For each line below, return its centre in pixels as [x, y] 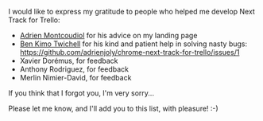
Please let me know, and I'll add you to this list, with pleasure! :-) [113, 108]
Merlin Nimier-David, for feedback [75, 78]
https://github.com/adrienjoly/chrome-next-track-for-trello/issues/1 [130, 52]
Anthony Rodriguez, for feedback [74, 69]
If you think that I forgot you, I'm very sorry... [81, 93]
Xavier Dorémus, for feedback [69, 60]
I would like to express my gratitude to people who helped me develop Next [132, 12]
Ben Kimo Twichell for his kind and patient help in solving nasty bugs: [133, 44]
